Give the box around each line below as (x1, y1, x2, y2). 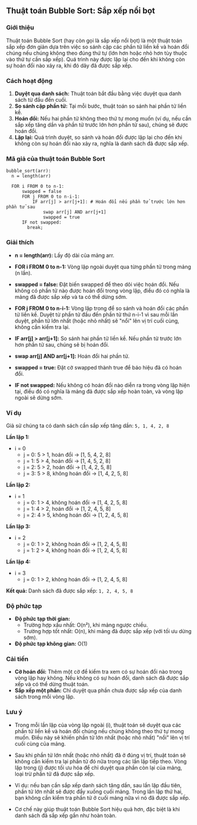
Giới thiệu (6, 24, 34, 32)
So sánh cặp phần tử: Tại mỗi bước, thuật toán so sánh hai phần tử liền (14, 102, 187, 109)
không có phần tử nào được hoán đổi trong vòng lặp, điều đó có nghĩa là (14, 287, 190, 294)
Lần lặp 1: (6, 433, 29, 440)
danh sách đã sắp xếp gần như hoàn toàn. (14, 811, 117, 819)
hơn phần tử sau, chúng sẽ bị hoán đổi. (14, 341, 110, 348)
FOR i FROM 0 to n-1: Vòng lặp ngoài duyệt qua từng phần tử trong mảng (14, 263, 191, 270)
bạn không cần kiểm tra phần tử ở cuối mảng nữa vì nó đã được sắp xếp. (14, 794, 191, 801)
